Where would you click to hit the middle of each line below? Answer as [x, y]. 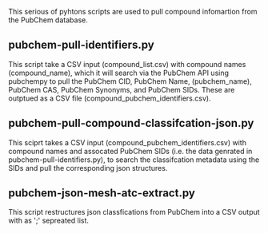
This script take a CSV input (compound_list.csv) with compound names [127, 64]
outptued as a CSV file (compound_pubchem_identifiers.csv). [110, 98]
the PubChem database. [48, 20]
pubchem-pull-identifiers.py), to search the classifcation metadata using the [134, 160]
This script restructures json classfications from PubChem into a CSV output [134, 212]
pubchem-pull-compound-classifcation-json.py [131, 123]
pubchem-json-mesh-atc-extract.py [102, 194]
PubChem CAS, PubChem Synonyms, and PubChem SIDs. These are [122, 89]
